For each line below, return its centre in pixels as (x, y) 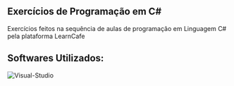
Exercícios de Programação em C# (85, 12)
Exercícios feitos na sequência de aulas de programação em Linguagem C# (117, 28)
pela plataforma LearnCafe (46, 36)
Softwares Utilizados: (56, 58)
